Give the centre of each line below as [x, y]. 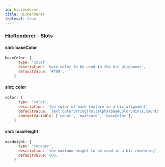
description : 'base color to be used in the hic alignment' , [82, 67]
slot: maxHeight [22, 131]
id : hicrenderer [22, 10]
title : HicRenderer [25, 14]
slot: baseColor [21, 48]
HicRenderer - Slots [29, 36]
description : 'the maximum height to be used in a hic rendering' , [89, 151]
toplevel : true [21, 19]
